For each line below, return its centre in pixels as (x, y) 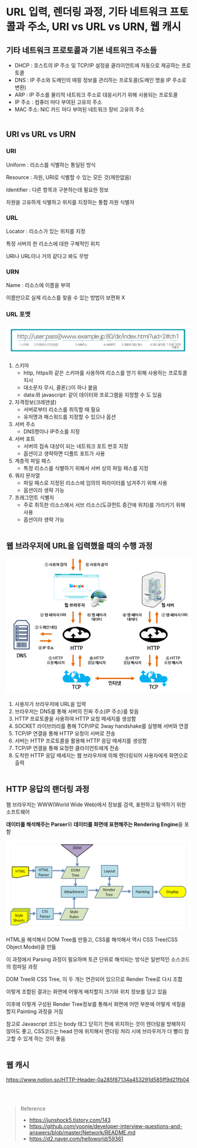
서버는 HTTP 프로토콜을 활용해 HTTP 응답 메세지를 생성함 (81, 741)
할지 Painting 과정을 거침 (35, 1012)
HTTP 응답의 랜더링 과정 (48, 789)
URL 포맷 (18, 315)
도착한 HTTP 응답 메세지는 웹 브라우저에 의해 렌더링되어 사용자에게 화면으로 (101, 755)
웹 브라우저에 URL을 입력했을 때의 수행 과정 (79, 546)
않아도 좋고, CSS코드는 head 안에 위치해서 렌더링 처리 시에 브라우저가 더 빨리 (95, 1031)
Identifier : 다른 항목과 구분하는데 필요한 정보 (57, 190)
